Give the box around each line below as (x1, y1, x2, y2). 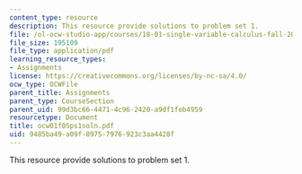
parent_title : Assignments (9, 88, 111, 97)
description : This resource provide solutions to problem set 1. (9, 22, 259, 30)
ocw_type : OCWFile (9, 80, 78, 89)
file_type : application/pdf (9, 47, 115, 56)
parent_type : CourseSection (9, 96, 115, 106)
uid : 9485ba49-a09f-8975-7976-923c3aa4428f (9, 130, 175, 139)
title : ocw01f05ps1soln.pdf (9, 122, 115, 131)
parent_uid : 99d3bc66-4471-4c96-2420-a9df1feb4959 (9, 105, 203, 114)
